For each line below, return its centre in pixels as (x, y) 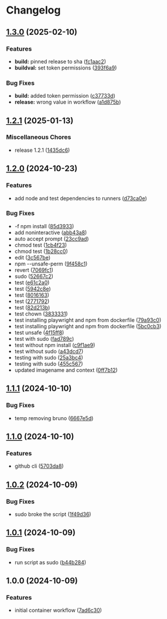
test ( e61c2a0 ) (32, 282)
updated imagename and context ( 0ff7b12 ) (66, 370)
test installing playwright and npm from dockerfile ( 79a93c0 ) (88, 320)
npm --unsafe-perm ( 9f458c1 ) (51, 264)
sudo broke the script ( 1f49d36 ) (53, 514)
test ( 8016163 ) (32, 295)
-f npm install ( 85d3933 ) (44, 226)
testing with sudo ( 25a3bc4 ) (49, 357)
